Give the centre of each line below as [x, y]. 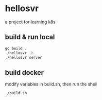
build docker [25, 73]
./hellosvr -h [19, 53]
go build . [16, 48]
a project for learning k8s [30, 22]
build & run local [30, 37]
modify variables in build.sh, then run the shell [51, 84]
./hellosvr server [24, 57]
